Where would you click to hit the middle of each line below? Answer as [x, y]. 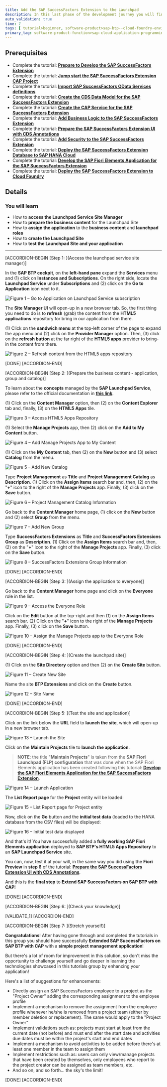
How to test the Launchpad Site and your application [68, 243]
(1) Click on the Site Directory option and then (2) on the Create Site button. [83, 665]
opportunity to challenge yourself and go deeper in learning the [70, 961]
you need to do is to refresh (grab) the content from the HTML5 [71, 313]
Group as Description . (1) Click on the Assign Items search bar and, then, [81, 542]
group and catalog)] [26, 378]
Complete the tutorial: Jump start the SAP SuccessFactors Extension [84, 76]
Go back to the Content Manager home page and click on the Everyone [79, 591]
